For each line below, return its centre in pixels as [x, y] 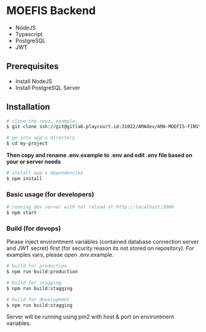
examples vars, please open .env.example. [60, 255]
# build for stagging [34, 282]
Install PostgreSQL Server [48, 88]
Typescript [29, 34]
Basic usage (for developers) [50, 194]
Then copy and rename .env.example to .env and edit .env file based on [99, 155]
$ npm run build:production [42, 272]
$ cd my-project [27, 144]
